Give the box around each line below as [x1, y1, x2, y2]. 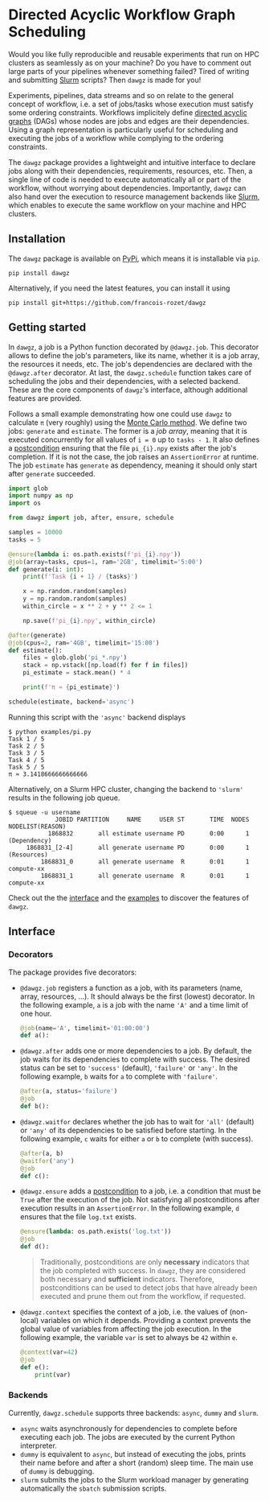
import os [8, 499, 42, 508]
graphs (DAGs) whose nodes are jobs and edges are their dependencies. [8, 116, 250, 126]
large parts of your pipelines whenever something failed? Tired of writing [8, 66, 250, 76]
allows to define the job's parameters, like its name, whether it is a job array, [8, 350, 260, 360]
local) [19, 1316, 39, 1325]
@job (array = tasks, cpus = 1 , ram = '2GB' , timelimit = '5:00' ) [8, 558, 203, 566]
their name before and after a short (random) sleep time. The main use [19, 1458, 254, 1467]
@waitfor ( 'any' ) [19, 1157, 75, 1165]
